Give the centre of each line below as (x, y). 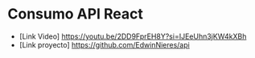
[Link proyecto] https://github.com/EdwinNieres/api (104, 44)
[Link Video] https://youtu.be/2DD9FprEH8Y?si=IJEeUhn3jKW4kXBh (133, 36)
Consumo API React (76, 14)
